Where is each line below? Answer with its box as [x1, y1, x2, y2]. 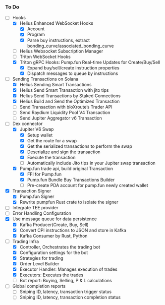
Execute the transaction [27, 154, 76, 160]
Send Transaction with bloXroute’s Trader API [19, 104, 112, 110]
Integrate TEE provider [12, 205, 58, 211]
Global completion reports [12, 283, 66, 289]
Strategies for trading [19, 255, 63, 261]
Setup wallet [27, 132, 53, 138]
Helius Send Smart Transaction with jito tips [19, 87, 109, 93]
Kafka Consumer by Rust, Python [19, 233, 88, 239]
